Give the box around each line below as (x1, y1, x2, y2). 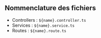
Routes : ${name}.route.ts (12, 27, 66, 34)
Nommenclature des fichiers (5, 4, 96, 12)
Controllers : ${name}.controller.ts (12, 17, 86, 23)
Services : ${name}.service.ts (12, 22, 75, 28)
